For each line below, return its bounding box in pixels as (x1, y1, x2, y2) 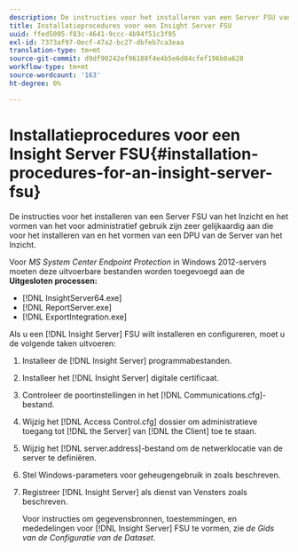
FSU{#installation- (119, 144, 259, 164)
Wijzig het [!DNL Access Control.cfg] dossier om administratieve (21, 416, 258, 427)
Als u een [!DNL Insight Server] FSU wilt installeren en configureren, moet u (9, 328, 286, 339)
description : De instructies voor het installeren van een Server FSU (9, 12, 276, 22)
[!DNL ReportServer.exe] (21, 302, 113, 312)
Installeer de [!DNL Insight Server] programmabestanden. (21, 355, 232, 366)
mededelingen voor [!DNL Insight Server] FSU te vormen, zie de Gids (21, 523, 275, 533)
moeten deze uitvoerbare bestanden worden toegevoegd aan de (9, 265, 246, 276)
